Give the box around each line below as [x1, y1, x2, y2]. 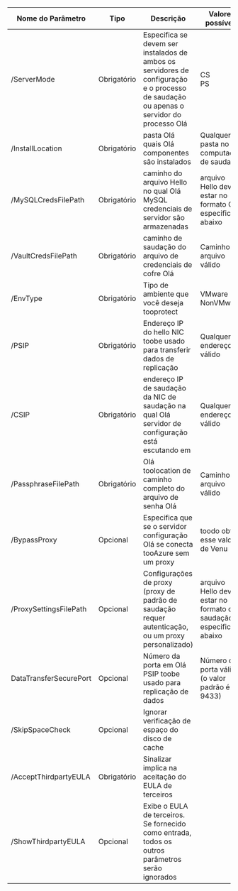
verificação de [142, 716, 191, 726]
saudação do [142, 242, 186, 251]
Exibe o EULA [142, 802, 188, 811]
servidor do [142, 110, 182, 119]
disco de [142, 734, 172, 743]
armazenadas [142, 222, 189, 231]
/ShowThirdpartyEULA [11, 837, 86, 846]
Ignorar [142, 707, 168, 716]
